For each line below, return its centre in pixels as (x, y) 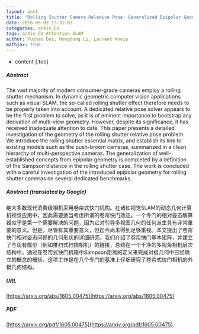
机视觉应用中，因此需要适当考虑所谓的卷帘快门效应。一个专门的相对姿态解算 (99, 215)
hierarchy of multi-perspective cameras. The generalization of (82, 153)
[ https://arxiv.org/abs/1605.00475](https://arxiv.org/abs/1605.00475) (90, 296)
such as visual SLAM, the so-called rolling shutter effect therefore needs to (98, 103)
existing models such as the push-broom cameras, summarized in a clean (96, 147)
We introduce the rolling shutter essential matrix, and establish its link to (94, 141)
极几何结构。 (22, 267)
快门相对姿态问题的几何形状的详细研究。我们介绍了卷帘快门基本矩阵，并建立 (99, 237)
